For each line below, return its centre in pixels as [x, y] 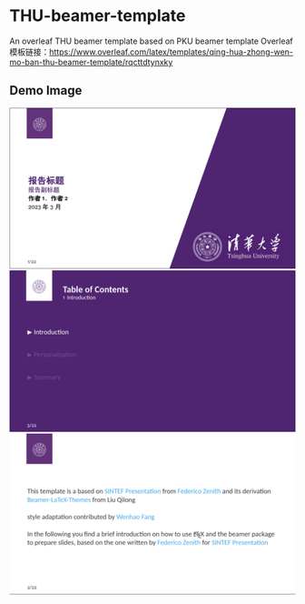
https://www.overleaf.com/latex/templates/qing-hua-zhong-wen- [171, 52]
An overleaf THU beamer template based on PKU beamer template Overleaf [151, 41]
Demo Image [46, 91]
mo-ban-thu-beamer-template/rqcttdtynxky [91, 62]
